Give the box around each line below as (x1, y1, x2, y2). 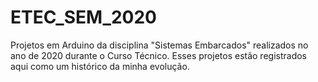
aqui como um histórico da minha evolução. (10, 60, 190, 72)
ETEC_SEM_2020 (10, 6, 157, 29)
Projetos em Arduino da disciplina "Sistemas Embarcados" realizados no (10, 39, 309, 51)
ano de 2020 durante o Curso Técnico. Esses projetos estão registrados (10, 49, 308, 61)
